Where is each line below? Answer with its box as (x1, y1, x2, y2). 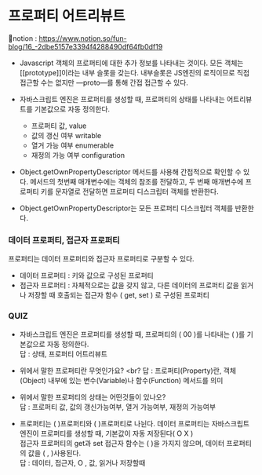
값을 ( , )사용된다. (27, 448, 81, 458)
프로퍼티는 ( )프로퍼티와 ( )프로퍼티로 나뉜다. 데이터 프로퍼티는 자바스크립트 (19, 418, 249, 428)
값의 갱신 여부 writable (31, 130, 102, 140)
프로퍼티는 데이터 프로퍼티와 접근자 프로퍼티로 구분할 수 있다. (8, 254, 195, 264)
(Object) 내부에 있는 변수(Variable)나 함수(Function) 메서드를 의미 (19, 375, 224, 385)
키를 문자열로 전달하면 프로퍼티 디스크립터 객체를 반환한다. (40, 186, 219, 196)
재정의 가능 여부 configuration (31, 150, 126, 159)
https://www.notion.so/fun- (38, 33, 127, 43)
